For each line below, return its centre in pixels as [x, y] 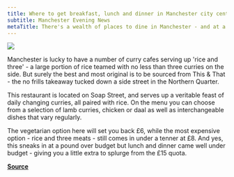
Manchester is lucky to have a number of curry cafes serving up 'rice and [112, 59]
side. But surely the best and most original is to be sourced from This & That [116, 75]
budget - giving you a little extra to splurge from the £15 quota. [97, 153]
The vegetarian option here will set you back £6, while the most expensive [114, 131]
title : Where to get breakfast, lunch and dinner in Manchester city [110, 14]
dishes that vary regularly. [45, 117]
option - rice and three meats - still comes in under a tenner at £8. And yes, [115, 138]
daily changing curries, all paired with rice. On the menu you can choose [111, 102]
